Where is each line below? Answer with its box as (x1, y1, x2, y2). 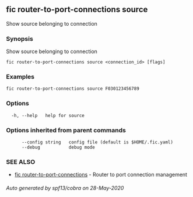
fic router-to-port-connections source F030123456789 (6, 86, 140, 92)
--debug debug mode (21, 145, 95, 150)
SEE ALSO (6, 157, 36, 166)
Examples (6, 73, 35, 81)
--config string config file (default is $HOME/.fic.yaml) (21, 139, 174, 145)
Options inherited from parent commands (6, 126, 127, 134)
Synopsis (6, 34, 33, 43)
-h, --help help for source (11, 112, 85, 118)
